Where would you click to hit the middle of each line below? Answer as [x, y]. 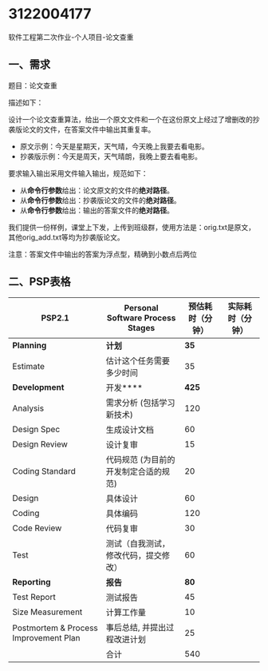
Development [38, 387]
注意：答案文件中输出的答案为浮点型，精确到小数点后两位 [102, 254]
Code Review [37, 528]
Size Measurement [47, 612]
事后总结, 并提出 [136, 627]
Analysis [28, 408]
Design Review [40, 444]
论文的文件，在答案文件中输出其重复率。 [89, 129]
